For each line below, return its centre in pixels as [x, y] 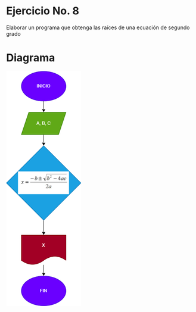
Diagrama [31, 58]
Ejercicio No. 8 [43, 11]
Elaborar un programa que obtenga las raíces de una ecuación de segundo [98, 27]
